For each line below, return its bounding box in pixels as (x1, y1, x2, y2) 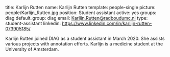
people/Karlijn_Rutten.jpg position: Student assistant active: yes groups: (5, 10, 157, 16)
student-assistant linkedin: (5, 20, 61, 26)
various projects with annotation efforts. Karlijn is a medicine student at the (5, 41, 163, 47)
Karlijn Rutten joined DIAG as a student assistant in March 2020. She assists (5, 35, 165, 41)
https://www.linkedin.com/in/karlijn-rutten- (62, 20, 152, 26)
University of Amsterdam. (5, 46, 59, 52)
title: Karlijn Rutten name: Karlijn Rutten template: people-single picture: (5, 5, 156, 10)
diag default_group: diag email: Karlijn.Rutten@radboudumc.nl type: (5, 15, 148, 21)
